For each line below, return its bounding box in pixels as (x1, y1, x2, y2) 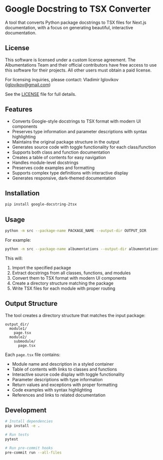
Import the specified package (12, 265, 71, 270)
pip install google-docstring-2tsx (5, 202, 77, 207)
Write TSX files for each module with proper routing (12, 285, 115, 291)
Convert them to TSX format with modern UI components (12, 275, 127, 281)
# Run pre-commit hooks (5, 445, 53, 450)
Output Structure (5, 300, 58, 308)
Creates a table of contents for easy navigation (12, 154, 106, 160)
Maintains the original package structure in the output (12, 139, 120, 144)
